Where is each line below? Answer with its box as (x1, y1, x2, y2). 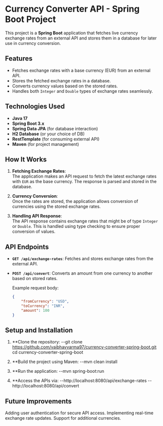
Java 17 (12, 115, 28, 121)
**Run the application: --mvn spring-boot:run (12, 368, 105, 374)
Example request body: (12, 285, 59, 291)
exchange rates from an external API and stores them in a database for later (5, 35, 157, 41)
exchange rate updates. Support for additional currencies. (5, 415, 121, 421)
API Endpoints (5, 243, 49, 251)
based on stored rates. (12, 276, 58, 282)
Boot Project (5, 14, 56, 25)
